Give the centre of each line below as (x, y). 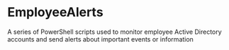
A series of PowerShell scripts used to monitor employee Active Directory (114, 32)
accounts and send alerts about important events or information (100, 39)
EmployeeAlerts (56, 12)
